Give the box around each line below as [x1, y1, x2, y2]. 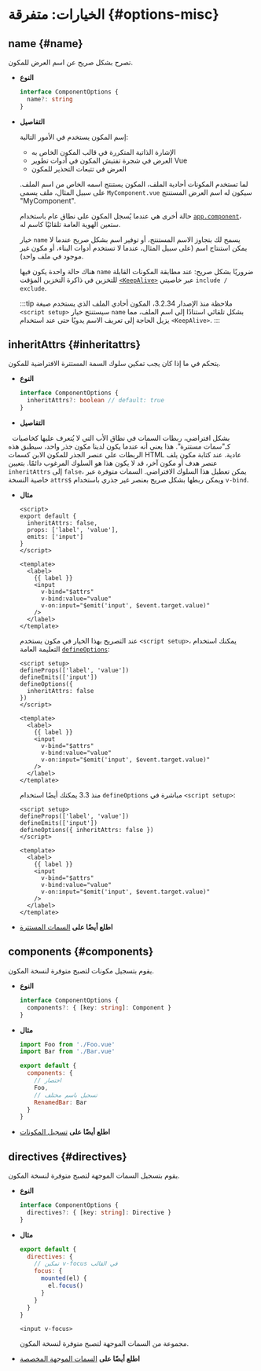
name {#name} [8, 37, 83, 50]
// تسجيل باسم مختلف [34, 1091, 98, 1099]
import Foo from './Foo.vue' [19, 1040, 116, 1048]
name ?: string [27, 95, 73, 103]
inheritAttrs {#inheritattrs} [8, 338, 142, 351]
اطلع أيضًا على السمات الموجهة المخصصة [19, 1354, 140, 1364]
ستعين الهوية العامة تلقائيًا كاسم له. [19, 219, 121, 229]
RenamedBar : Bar [34, 1098, 87, 1106]
